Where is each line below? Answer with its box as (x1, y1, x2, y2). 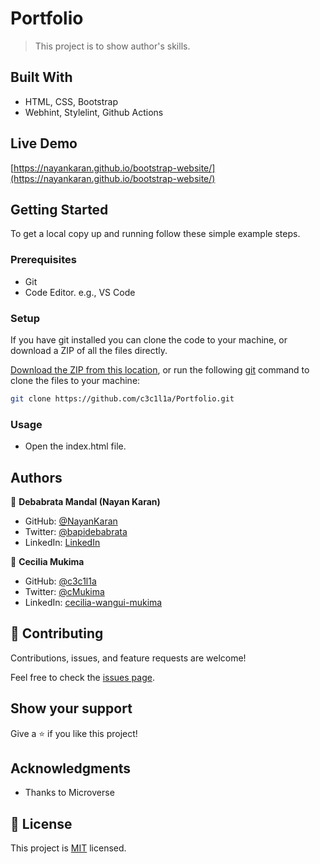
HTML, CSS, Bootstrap (24, 95, 118, 107)
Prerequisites (10, 253, 77, 267)
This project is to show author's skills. (34, 40, 191, 52)
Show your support (10, 700, 133, 717)
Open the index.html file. (24, 440, 127, 452)
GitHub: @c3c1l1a (24, 575, 97, 587)
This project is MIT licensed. (10, 842, 127, 854)
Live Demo (10, 135, 78, 152)
